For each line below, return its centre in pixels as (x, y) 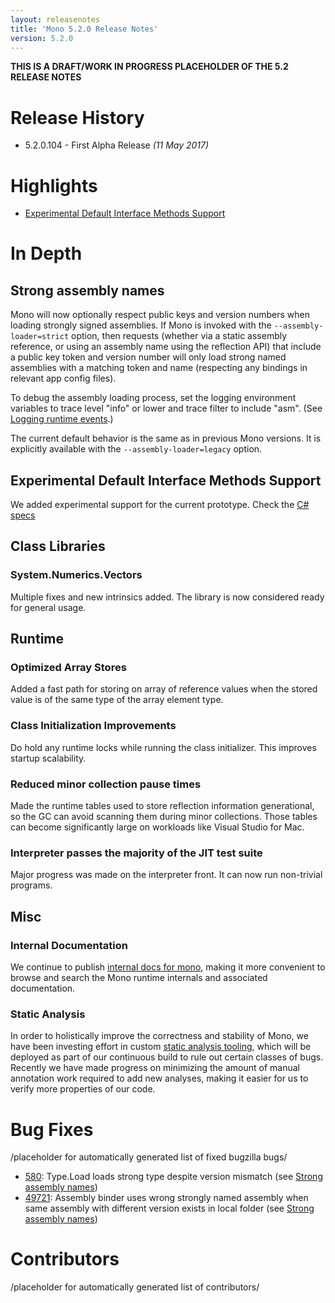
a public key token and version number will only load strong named (148, 357)
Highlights (54, 185)
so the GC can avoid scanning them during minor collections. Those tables (164, 817)
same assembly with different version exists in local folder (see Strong (169, 1208)
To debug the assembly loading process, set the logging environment (153, 398)
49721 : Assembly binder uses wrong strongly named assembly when (166, 1198)
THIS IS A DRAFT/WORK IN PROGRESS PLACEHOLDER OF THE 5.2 (149, 67)
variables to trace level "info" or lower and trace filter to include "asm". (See (166, 408)
